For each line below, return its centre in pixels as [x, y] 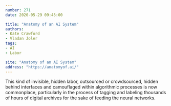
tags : [11, 43]
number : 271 [18, 10]
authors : [15, 29]
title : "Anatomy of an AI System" [42, 24]
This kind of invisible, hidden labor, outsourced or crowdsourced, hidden [82, 82]
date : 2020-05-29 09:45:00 [34, 15]
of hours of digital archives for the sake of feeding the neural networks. [80, 98]
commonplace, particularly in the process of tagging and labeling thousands [86, 93]
